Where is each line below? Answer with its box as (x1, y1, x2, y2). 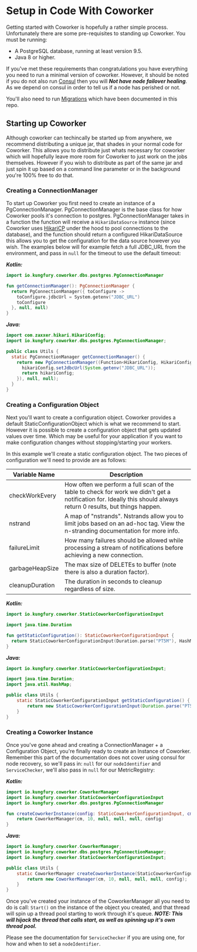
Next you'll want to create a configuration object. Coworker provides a (6, 414, 176, 421)
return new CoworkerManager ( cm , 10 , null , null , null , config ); (27, 876, 188, 882)
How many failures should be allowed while (64, 536, 184, 545)
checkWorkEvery (9, 492, 57, 500)
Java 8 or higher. (14, 54, 56, 61)
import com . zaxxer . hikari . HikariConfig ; (6, 332, 107, 339)
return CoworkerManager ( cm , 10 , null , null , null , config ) (16, 816, 164, 822)
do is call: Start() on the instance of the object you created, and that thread (6, 904, 190, 911)
